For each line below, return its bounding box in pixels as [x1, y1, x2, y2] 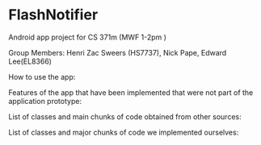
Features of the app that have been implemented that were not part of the [8, 87, 254, 97]
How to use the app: [8, 72, 76, 81]
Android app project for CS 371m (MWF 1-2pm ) [8, 32, 167, 42]
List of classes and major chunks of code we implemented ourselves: [8, 127, 239, 137]
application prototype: [8, 96, 82, 106]
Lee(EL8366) [8, 56, 53, 66]
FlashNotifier [8, 6, 99, 24]
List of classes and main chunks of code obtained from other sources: [8, 111, 242, 122]
